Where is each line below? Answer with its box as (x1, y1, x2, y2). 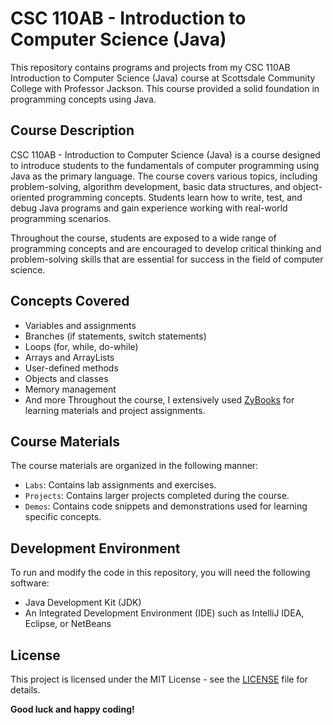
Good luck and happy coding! (10, 703, 135, 715)
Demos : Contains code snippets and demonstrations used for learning (24, 500, 308, 512)
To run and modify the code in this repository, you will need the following (10, 567, 311, 579)
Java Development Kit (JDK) (24, 597, 142, 609)
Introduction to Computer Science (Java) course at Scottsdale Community (10, 72, 316, 84)
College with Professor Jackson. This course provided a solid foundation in (10, 82, 320, 94)
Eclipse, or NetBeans (24, 618, 112, 630)
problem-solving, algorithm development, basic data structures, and (10, 180, 291, 192)
